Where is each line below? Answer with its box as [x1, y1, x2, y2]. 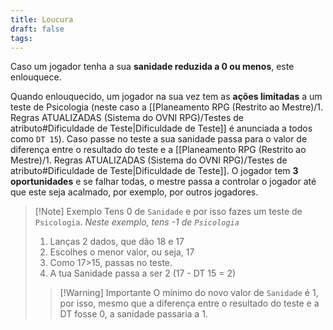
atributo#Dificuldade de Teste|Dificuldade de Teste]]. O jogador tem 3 [10, 165, 299, 177]
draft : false [10, 24, 65, 34]
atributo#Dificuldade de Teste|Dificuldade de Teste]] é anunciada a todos [10, 122, 313, 135]
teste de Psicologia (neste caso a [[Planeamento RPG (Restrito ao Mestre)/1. [10, 101, 324, 113]
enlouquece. [10, 71, 62, 83]
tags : [10, 33, 33, 43]
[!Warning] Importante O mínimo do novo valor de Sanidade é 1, [59, 287, 319, 299]
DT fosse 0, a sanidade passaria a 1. [59, 308, 208, 320]
